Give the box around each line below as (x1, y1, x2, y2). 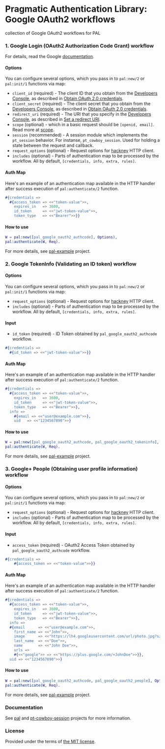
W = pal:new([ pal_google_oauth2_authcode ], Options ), (5, 235, 118, 240)
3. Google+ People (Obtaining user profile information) (5, 465, 138, 472)
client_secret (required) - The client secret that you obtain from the (12, 101, 151, 107)
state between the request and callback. (12, 142, 94, 148)
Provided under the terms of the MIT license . (5, 739, 96, 745)
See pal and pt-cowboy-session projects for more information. (5, 715, 132, 721)
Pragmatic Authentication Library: (5, 3, 147, 15)
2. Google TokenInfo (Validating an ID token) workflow (5, 260, 137, 267)
